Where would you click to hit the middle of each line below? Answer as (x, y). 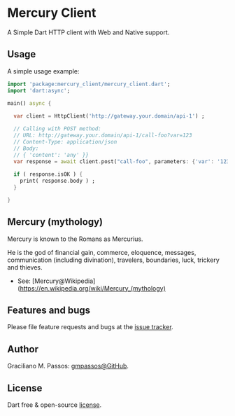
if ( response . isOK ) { (48, 174)
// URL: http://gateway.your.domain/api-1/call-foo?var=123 (103, 135)
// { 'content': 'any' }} (51, 155)
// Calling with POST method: (57, 129)
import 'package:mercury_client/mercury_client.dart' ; (89, 84)
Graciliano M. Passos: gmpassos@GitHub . (68, 366)
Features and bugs (49, 310)
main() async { (29, 103)
